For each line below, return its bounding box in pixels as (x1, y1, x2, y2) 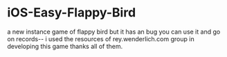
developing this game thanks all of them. (7, 42, 123, 50)
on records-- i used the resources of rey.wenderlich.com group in (7, 34, 195, 43)
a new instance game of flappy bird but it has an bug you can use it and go (7, 27, 221, 36)
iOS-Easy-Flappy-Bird (7, 5, 136, 21)
